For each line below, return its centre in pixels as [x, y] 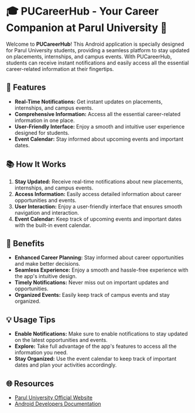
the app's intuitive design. [46, 276]
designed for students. [42, 133]
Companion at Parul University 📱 [87, 28]
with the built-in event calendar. [53, 225]
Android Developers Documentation [58, 404]
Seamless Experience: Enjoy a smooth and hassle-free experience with [101, 270]
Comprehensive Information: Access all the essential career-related [97, 114]
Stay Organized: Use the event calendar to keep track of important [95, 359]
